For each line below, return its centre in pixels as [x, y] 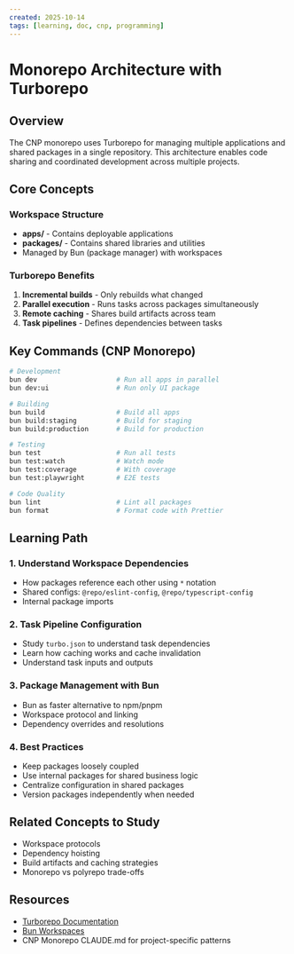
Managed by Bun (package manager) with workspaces [122, 253]
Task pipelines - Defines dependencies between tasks [122, 323]
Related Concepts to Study [85, 822]
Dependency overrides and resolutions [93, 723]
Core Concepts [52, 189]
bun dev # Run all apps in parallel [114, 380]
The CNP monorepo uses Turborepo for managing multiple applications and [147, 142]
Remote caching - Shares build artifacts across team [119, 314]
